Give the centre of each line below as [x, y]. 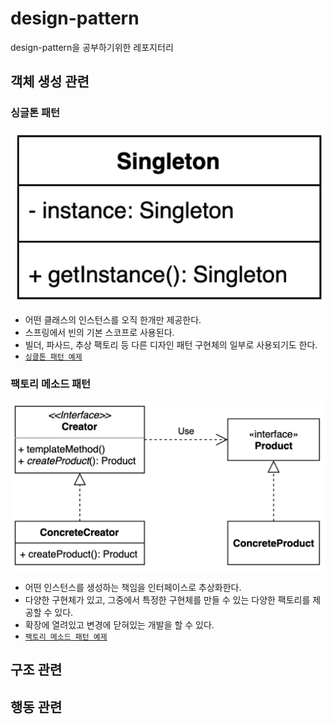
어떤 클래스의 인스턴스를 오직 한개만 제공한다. [113, 320]
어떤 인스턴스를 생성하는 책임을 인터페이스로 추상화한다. [133, 587]
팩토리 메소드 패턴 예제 [66, 637]
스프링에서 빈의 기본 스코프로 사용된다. [99, 333]
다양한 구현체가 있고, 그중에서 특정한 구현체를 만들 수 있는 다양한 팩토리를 [167, 599]
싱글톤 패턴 [35, 113]
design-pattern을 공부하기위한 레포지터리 [92, 47]
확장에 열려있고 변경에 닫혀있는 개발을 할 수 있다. [119, 624]
